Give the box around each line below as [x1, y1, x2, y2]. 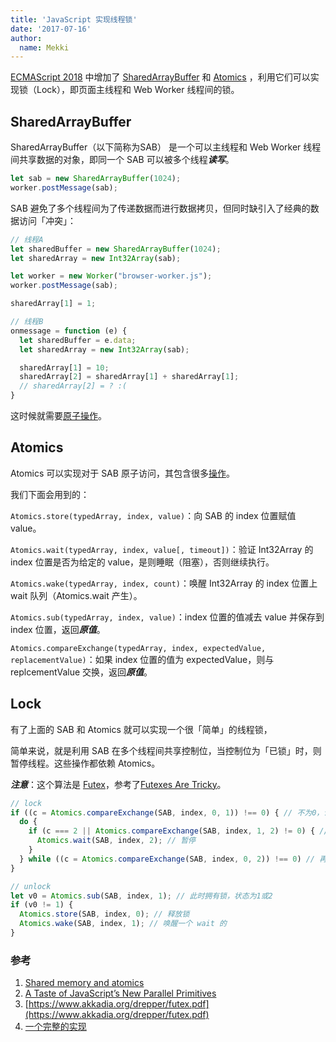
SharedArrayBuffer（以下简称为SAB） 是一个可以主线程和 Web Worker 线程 [10, 141, 322, 153]
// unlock [10, 881, 52, 891]
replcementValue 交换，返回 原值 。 [10, 666, 153, 678]
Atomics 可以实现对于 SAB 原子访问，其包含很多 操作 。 [10, 467, 235, 479]
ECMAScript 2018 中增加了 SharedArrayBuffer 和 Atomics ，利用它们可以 [10, 71, 311, 83]
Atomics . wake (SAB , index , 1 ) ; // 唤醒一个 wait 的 [19, 919, 227, 929]
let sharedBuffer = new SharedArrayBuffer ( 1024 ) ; [10, 244, 222, 254]
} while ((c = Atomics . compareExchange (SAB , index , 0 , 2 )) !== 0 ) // [19, 854, 316, 864]
